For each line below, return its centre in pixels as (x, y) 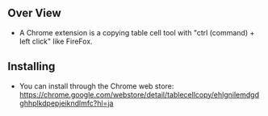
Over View (34, 13)
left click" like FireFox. (56, 41)
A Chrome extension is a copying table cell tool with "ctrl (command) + (137, 32)
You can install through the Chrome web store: (96, 86)
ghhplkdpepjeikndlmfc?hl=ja (66, 103)
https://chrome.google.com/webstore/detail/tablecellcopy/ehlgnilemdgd (139, 94)
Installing (31, 66)
